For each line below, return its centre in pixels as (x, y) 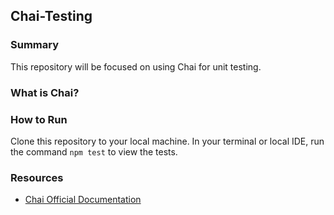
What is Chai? (45, 92)
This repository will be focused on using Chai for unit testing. (136, 66)
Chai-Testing (51, 16)
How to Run (39, 119)
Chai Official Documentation (83, 200)
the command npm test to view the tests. (94, 151)
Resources (37, 177)
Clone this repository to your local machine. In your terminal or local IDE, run (167, 141)
